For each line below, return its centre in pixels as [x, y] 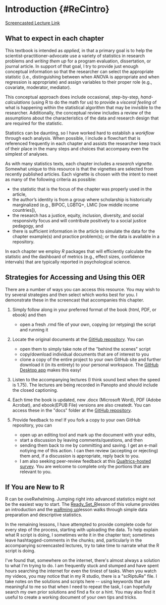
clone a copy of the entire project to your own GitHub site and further [90, 359]
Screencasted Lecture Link [33, 23]
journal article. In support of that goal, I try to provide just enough [72, 66]
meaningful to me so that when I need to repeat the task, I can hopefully [79, 587]
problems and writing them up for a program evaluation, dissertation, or [78, 61]
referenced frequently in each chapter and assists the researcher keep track [83, 143]
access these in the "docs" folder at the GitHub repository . [72, 410]
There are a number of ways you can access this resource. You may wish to [83, 289]
